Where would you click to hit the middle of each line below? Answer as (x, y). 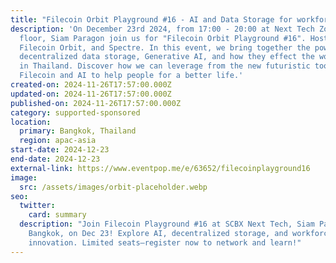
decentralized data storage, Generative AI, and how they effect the (167, 57)
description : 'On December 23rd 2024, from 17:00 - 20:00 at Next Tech (162, 29)
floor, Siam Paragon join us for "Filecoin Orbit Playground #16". (163, 38)
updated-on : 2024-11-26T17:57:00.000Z (91, 94)
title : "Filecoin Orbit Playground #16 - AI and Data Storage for (151, 19)
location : (31, 122)
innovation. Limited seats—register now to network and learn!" (165, 242)
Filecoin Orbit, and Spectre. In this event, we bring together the (165, 47)
